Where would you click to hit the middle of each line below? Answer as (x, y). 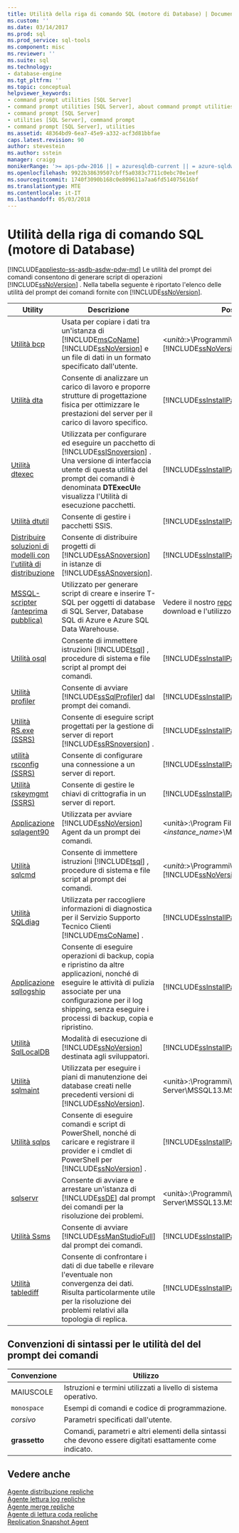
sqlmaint (25, 1091)
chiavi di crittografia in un (104, 794)
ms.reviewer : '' (31, 54)
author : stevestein (36, 147)
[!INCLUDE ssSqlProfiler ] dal (108, 697)
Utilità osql (29, 658)
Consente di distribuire (100, 537)
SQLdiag (26, 922)
